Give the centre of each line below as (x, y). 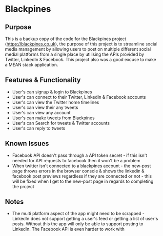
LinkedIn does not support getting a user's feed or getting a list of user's (85, 219)
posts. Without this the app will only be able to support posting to (78, 224)
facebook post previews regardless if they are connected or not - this (82, 176)
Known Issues (27, 143)
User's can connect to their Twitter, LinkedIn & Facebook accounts (79, 97)
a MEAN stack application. (31, 65)
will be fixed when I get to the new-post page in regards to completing (83, 181)
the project (23, 186)
